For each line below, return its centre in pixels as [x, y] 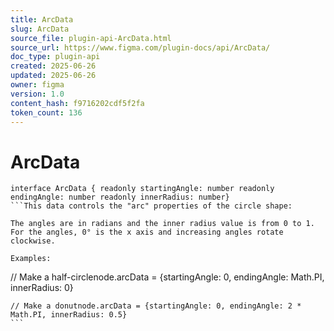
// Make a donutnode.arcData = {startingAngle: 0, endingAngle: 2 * [156, 306]
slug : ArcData [40, 29]
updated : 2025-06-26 [53, 76]
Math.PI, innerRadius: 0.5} [69, 315]
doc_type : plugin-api [55, 57]
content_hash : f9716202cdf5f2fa [77, 103]
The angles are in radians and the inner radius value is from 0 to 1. [162, 224]
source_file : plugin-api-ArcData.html [91, 38]
